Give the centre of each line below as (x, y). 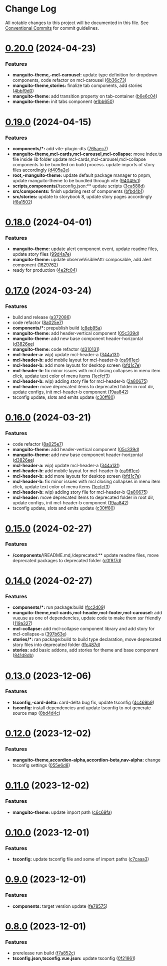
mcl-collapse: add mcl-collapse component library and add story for (83, 629)
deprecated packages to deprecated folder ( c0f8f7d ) (67, 560)
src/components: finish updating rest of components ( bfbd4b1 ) (78, 191)
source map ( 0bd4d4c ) (36, 713)
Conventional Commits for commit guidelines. (52, 28)
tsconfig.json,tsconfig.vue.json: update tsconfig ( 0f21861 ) (74, 958)
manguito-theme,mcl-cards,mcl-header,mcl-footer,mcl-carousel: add (87, 613)
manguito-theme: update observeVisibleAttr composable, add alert (82, 260)
